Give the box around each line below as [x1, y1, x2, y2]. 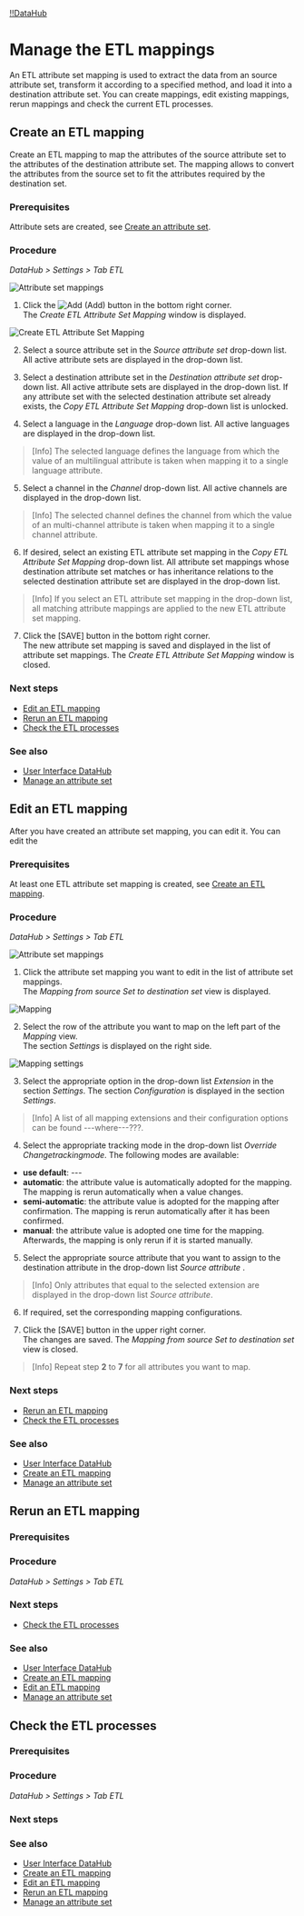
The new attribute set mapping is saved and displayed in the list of [22, 640, 271, 651]
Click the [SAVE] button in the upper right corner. [22, 1324, 207, 1335]
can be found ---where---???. [31, 1123, 144, 1133]
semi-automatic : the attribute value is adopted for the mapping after [22, 1196, 279, 1207]
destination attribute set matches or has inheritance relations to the [22, 566, 274, 577]
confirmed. [22, 1215, 64, 1226]
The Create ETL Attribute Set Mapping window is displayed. [22, 309, 247, 321]
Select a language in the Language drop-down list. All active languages [22, 418, 290, 430]
